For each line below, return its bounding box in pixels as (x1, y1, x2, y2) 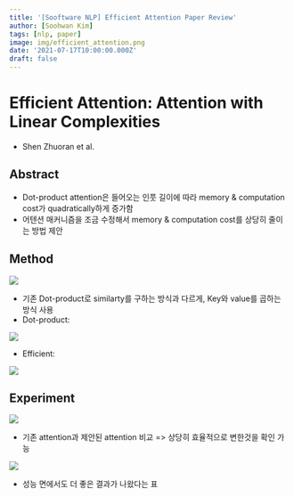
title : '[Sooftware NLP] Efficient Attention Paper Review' (9, 12, 238, 22)
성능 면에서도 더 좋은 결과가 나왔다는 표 (21, 478, 159, 490)
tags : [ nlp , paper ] (9, 29, 82, 38)
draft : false (9, 54, 58, 63)
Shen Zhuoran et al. (21, 141, 95, 151)
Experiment (9, 390, 76, 405)
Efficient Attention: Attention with (9, 93, 265, 113)
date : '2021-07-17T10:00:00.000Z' (9, 46, 138, 55)
